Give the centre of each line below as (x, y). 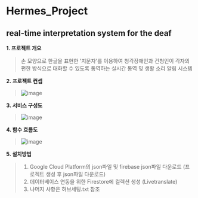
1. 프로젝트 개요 (24, 48)
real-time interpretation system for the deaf (89, 33)
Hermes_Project (47, 11)
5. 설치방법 (19, 154)
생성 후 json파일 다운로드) (76, 174)
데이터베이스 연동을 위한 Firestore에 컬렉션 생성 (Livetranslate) (103, 182)
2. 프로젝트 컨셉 (24, 81)
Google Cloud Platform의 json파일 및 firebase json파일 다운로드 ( (107, 167)
